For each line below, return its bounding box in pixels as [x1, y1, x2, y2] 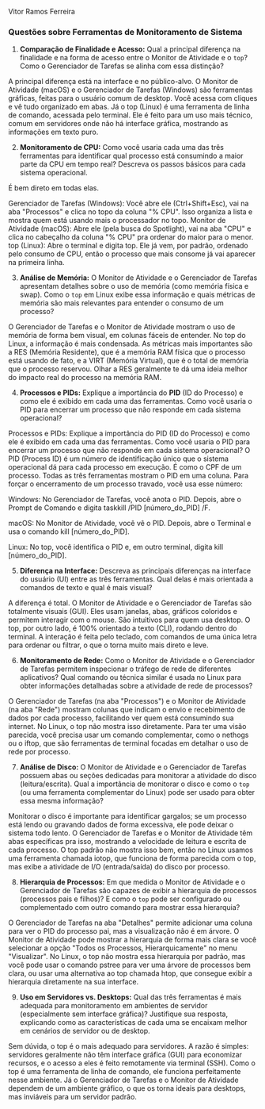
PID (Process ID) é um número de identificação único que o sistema [8, 454, 229, 463]
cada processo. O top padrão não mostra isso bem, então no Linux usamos [8, 845, 253, 855]
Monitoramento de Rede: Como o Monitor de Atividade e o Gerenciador [19, 656, 256, 666]
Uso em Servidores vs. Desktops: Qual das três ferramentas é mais [19, 992, 242, 1002]
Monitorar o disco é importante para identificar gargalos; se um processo [8, 812, 247, 821]
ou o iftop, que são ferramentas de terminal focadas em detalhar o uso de [8, 739, 249, 748]
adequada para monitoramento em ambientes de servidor [19, 1001, 208, 1011]
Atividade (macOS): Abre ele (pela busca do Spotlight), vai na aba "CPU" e [8, 224, 252, 233]
